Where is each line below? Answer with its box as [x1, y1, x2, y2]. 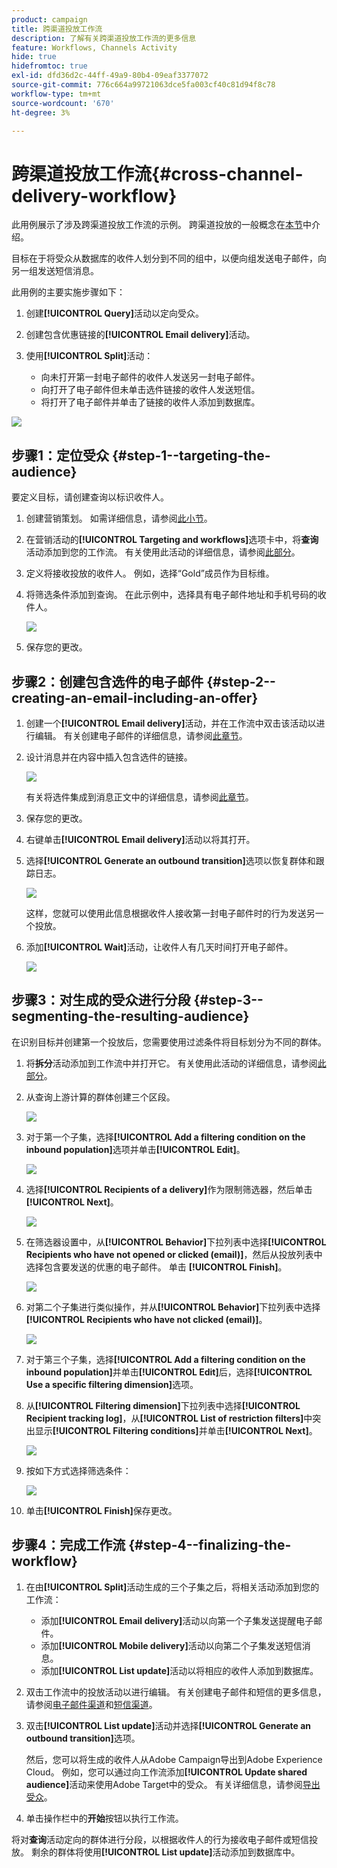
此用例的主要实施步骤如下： [11, 286, 126, 298]
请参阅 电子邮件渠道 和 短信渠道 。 [25, 1698, 158, 1710]
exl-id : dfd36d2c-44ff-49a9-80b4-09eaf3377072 [11, 71, 209, 81]
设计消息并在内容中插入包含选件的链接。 [25, 751, 193, 763]
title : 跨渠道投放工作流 [11, 24, 103, 34]
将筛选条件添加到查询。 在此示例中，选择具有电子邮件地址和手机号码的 [25, 589, 318, 601]
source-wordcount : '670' [11, 98, 115, 108]
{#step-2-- [206, 673, 276, 690]
